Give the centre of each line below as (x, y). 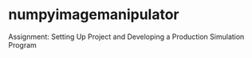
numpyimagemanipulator (94, 15)
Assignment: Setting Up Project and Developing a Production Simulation (126, 37)
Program (23, 44)
